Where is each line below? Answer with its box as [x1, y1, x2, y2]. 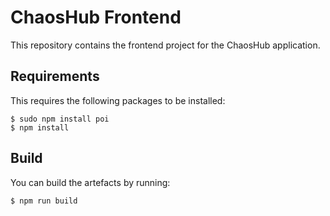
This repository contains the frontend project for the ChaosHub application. [10, 39, 321, 51]
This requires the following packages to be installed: [10, 94, 226, 106]
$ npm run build [10, 196, 78, 206]
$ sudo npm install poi [10, 114, 110, 124]
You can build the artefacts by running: [10, 176, 171, 188]
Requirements [10, 68, 100, 85]
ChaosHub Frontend [10, 6, 182, 29]
